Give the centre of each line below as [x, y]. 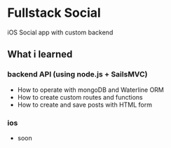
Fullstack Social [54, 13]
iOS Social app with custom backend [60, 32]
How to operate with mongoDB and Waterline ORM [91, 90]
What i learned [40, 54]
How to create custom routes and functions [80, 97]
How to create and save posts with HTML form [85, 105]
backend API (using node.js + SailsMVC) [77, 74]
